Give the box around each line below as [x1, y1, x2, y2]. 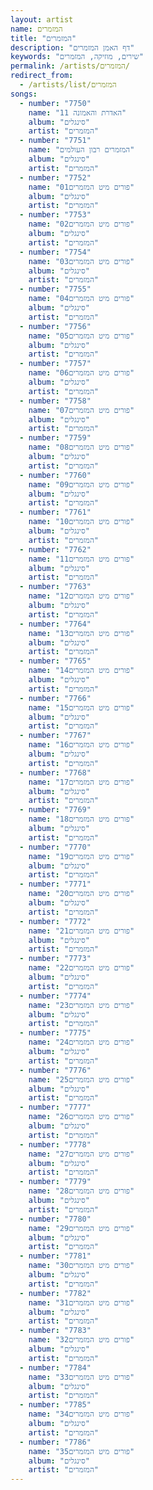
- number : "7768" [19, 767, 92, 778]
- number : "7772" [19, 916, 92, 926]
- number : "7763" [19, 582, 92, 592]
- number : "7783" [19, 1326, 92, 1336]
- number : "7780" [19, 1214, 92, 1224]
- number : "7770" [19, 842, 92, 852]
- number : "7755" [19, 284, 92, 295]
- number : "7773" [19, 954, 92, 964]
